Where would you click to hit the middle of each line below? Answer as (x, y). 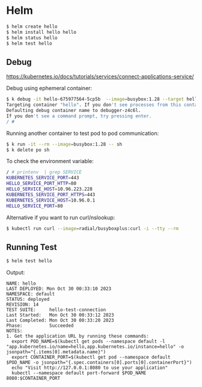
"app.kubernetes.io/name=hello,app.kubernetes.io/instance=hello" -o (95, 347)
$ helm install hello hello (41, 32)
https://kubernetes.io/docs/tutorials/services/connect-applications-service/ (100, 76)
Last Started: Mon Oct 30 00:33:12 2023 (60, 315)
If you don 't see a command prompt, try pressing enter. (79, 116)
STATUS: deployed (28, 299)
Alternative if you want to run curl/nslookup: (61, 217)
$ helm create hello (32, 26)
